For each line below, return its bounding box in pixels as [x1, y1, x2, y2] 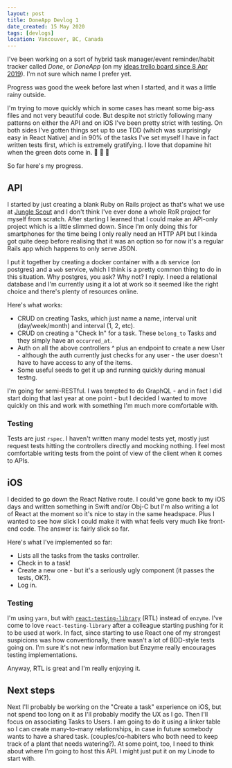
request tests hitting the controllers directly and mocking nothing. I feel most [7, 442, 225, 450]
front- [208, 518, 226, 526]
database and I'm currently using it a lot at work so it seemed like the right [7, 280, 219, 288]
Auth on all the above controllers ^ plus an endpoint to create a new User [17, 343, 225, 352]
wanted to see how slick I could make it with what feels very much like [7, 518, 208, 526]
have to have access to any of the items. [17, 358, 133, 366]
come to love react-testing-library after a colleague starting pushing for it [7, 622, 224, 630]
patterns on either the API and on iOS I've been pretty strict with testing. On [7, 119, 223, 127]
